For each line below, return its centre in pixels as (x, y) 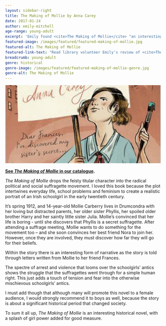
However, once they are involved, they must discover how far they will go (80, 238)
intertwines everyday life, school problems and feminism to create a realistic (83, 191)
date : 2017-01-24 (23, 21)
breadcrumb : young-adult (31, 57)
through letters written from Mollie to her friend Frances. (62, 258)
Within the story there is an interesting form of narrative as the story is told (81, 253)
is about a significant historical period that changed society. (66, 303)
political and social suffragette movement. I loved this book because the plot (83, 186)
